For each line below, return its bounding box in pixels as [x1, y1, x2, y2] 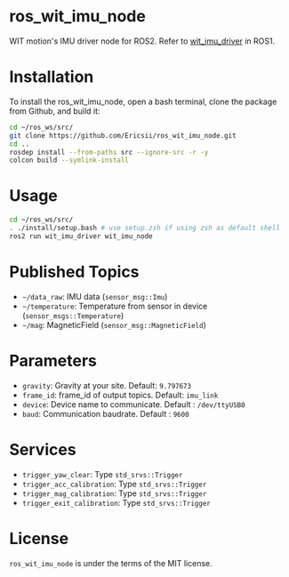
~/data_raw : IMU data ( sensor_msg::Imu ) [21, 291, 168, 301]
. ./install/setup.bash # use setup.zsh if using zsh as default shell [9, 224, 280, 233]
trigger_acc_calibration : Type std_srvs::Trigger [21, 478, 207, 489]
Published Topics [9, 262, 140, 282]
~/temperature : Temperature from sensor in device [21, 301, 208, 311]
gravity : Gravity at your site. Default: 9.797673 [21, 380, 192, 390]
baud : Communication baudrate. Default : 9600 [21, 408, 189, 419]
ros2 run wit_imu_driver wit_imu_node [9, 231, 153, 241]
